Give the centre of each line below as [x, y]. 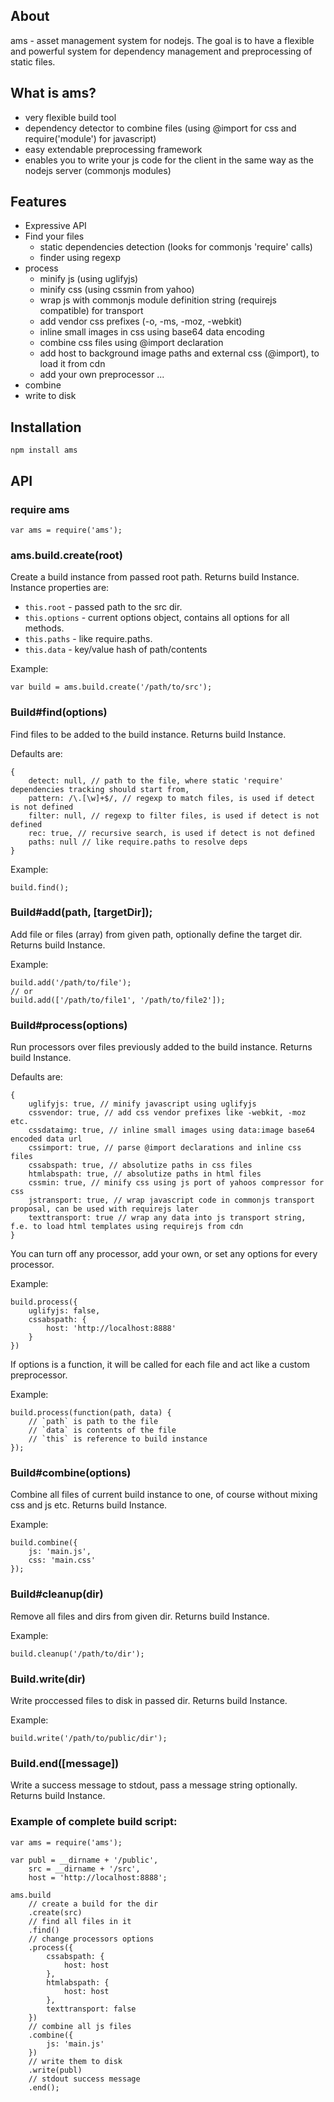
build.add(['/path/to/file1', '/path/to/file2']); [118, 1000]
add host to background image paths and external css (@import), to [179, 353]
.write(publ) [55, 2070]
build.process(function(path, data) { [91, 1413]
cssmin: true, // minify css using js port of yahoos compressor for [176, 1183]
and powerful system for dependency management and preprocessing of [161, 51]
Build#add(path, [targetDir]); [81, 912]
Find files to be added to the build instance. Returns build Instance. [148, 734]
